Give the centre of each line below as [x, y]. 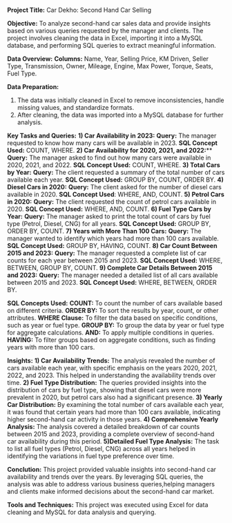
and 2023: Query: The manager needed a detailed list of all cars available [113, 275]
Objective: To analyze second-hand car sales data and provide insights [109, 23]
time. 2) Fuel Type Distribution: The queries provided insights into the [107, 382]
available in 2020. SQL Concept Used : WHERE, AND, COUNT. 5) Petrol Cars [116, 194]
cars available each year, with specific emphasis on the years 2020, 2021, [112, 368]
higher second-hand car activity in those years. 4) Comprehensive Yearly [113, 419]
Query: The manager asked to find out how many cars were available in [109, 158]
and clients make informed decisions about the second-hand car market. [111, 491]
